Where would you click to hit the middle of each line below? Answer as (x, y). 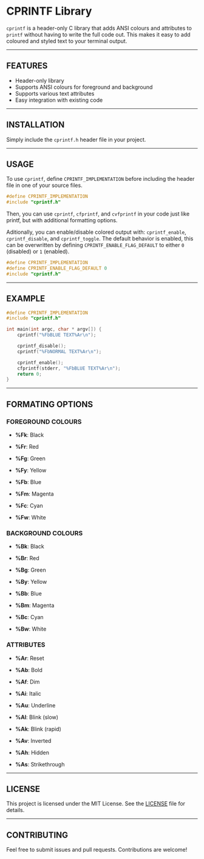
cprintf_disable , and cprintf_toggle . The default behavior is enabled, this (100, 239)
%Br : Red (27, 558)
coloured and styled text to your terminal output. (67, 41)
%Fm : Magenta (34, 494)
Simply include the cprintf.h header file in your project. (76, 139)
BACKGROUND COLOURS (45, 533)
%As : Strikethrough (40, 764)
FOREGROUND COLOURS (44, 421)
